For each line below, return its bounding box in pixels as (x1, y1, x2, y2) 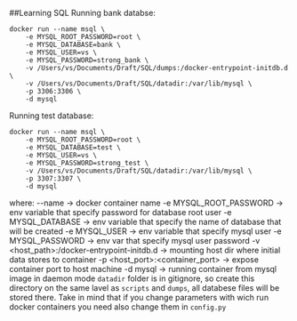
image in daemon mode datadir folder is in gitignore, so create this (9, 273, 255, 284)
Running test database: (9, 110, 94, 121)
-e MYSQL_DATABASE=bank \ (25, 40, 122, 49)
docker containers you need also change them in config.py (9, 301, 227, 312)
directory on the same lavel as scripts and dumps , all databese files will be (9, 283, 280, 293)
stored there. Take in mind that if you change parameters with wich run (9, 293, 269, 302)
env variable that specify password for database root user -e (9, 207, 233, 217)
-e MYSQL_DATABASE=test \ (25, 143, 122, 152)
